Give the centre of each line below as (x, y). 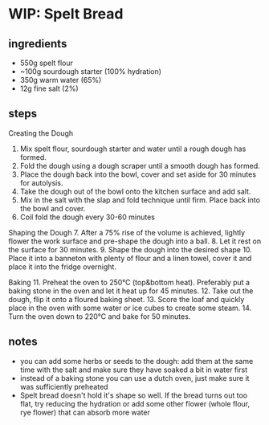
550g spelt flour (47, 63)
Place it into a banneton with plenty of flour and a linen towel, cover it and (130, 258)
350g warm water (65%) (61, 80)
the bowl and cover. (53, 208)
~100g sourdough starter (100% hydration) (91, 72)
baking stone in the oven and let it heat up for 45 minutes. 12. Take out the (131, 291)
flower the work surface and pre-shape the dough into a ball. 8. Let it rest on (135, 241)
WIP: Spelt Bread (66, 14)
